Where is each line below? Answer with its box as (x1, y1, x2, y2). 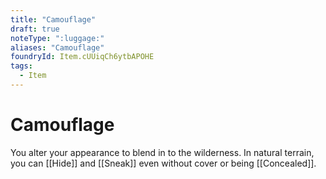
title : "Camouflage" (10, 14, 97, 25)
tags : (10, 61, 33, 71)
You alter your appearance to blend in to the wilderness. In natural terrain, (10, 146, 315, 158)
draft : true (10, 24, 60, 34)
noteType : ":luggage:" (10, 33, 105, 43)
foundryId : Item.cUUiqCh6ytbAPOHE (10, 52, 155, 62)
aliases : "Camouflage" (10, 42, 105, 53)
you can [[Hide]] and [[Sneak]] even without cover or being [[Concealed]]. (10, 157, 317, 169)
